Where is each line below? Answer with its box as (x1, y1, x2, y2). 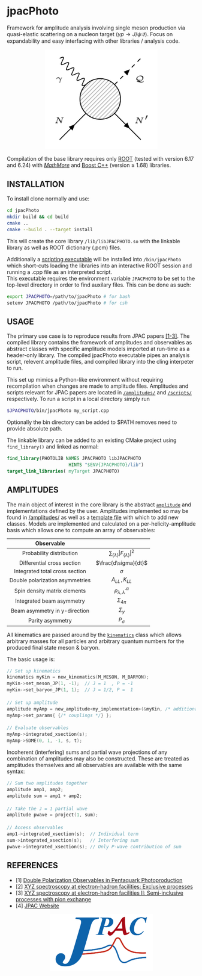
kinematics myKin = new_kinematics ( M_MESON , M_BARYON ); (7, 674, 149, 680)
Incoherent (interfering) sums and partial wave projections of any (7, 748, 168, 756)
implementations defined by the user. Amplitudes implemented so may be (7, 507, 189, 514)
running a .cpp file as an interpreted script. (7, 268, 113, 275)
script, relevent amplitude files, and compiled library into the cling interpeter (7, 358, 194, 365)
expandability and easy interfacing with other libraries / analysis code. (7, 37, 180, 45)
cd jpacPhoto (7, 208, 40, 214)
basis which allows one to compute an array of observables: (7, 526, 156, 533)
